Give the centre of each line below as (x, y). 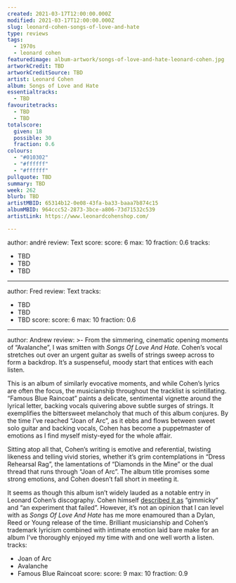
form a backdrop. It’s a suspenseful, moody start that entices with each (110, 362)
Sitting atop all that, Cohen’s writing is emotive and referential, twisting (109, 449)
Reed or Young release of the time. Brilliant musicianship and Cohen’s (108, 522)
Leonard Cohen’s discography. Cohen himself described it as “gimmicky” (113, 500)
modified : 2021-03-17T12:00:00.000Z (61, 20)
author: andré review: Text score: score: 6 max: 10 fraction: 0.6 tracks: (109, 242)
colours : (20, 151)
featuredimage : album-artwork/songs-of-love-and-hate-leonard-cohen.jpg (116, 60)
